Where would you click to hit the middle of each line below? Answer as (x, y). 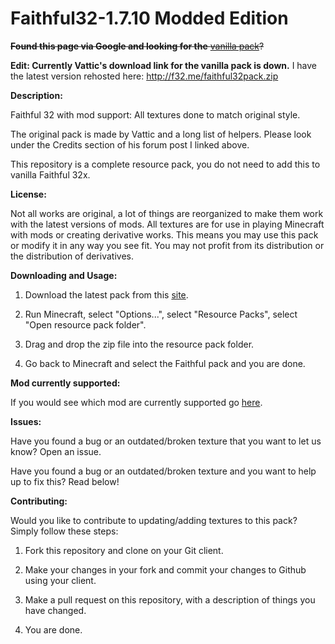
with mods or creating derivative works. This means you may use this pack (164, 234)
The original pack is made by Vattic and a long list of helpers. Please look (161, 134)
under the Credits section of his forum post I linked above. (130, 144)
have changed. (55, 610)
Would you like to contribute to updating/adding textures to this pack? (154, 520)
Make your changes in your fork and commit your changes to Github (165, 569)
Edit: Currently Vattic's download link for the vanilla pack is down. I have (164, 65)
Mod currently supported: (65, 383)
